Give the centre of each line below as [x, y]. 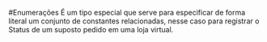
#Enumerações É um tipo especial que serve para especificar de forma [127, 13]
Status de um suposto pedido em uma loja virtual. [91, 29]
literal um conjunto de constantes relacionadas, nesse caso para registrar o [134, 21]
